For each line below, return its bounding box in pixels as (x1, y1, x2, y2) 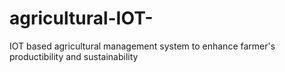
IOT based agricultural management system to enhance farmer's (9, 40, 276, 52)
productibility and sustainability (9, 50, 139, 62)
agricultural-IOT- (9, 7, 154, 30)
